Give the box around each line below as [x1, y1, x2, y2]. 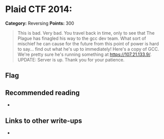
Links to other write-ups [5, 116, 82, 125]
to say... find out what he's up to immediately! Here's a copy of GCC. [17, 46, 159, 52]
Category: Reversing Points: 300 [5, 20, 74, 26]
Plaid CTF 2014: [5, 4, 73, 15]
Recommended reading [5, 88, 80, 97]
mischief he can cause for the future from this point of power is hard [17, 40, 159, 46]
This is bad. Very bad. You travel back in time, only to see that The [17, 30, 155, 36]
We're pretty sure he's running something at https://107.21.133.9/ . [17, 51, 152, 57]
